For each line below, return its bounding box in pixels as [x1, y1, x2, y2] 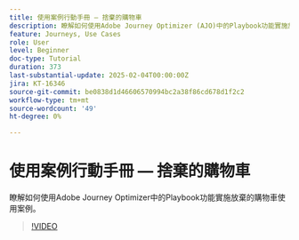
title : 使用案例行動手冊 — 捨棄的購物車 [9, 12, 142, 22]
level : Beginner [9, 46, 69, 55]
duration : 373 [9, 63, 62, 72]
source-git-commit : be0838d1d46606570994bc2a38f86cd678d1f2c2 [9, 87, 245, 96]
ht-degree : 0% [9, 112, 62, 121]
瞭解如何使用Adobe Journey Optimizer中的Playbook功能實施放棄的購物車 [9, 192, 279, 203]
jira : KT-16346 [9, 79, 66, 88]
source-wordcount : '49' [9, 104, 98, 113]
